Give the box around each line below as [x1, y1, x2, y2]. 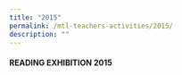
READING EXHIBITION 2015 [9, 57, 113, 68]
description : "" [9, 29, 70, 38]
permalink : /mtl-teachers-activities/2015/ [9, 21, 174, 30]
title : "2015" [9, 12, 62, 22]
